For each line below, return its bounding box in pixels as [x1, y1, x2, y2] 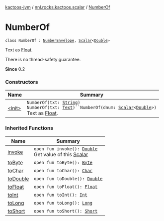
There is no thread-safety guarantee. [5, 56, 81, 62]
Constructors [5, 78, 38, 85]
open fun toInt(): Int [34, 192, 88, 198]
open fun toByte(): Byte [34, 159, 93, 165]
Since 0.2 [5, 66, 25, 72]
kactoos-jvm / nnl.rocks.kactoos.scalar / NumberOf [5, 4, 110, 10]
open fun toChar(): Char [34, 168, 93, 173]
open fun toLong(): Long [34, 200, 93, 206]
